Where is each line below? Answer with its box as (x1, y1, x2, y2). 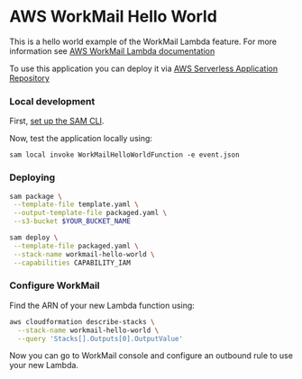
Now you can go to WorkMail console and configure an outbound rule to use (9, 350, 293, 361)
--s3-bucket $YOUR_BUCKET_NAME (13, 217, 131, 226)
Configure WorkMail (9, 279, 101, 292)
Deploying (9, 171, 56, 184)
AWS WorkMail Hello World (9, 6, 218, 27)
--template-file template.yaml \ (13, 200, 140, 209)
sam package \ (9, 192, 63, 201)
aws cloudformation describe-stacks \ (9, 317, 155, 326)
